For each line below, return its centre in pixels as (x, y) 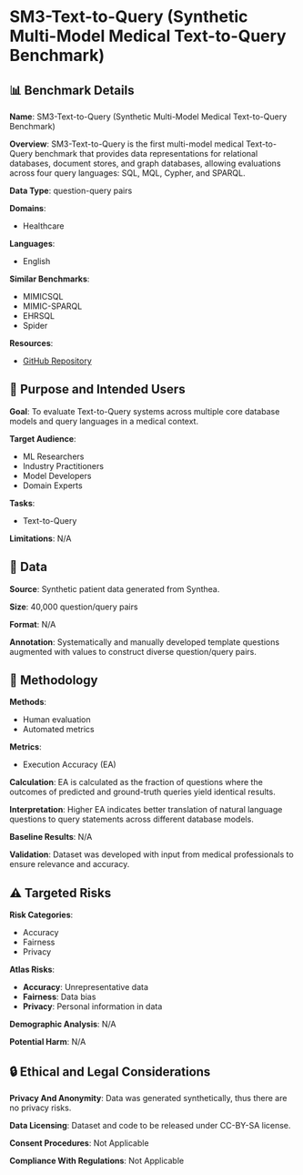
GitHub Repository (57, 361)
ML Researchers (53, 456)
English (36, 261)
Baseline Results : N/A (51, 837)
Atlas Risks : (32, 970)
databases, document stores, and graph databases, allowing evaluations (145, 163)
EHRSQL (39, 316)
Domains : (28, 208)
